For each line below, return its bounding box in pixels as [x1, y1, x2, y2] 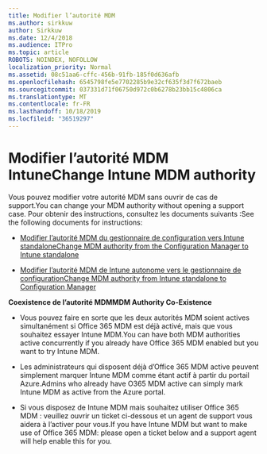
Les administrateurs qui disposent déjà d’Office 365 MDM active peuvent [19, 362, 259, 371]
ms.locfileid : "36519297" [8, 115, 94, 123]
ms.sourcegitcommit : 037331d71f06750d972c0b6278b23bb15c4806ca [8, 85, 222, 94]
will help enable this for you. [19, 436, 113, 445]
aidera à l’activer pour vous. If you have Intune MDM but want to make [19, 419, 248, 429]
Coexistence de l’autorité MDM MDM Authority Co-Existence [8, 297, 212, 306]
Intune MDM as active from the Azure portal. [19, 387, 166, 397]
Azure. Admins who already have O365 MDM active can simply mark [19, 379, 244, 388]
